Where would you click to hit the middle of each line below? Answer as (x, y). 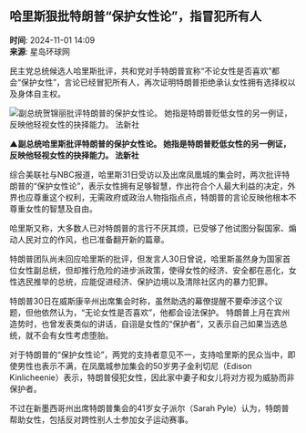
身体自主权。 (41, 93)
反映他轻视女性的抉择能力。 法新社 (74, 155)
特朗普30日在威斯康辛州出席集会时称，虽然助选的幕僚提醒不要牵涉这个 (142, 301)
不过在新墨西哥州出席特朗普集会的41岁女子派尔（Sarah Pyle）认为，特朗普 (149, 407)
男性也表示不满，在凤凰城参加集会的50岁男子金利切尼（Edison (134, 366)
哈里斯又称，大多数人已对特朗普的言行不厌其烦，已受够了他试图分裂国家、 (149, 228)
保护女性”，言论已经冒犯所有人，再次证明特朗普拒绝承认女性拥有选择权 (155, 82)
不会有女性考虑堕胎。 (73, 335)
